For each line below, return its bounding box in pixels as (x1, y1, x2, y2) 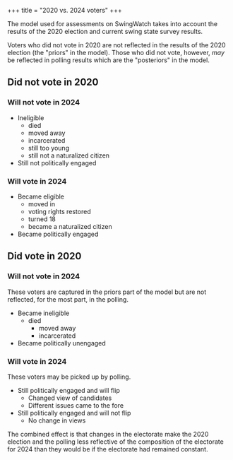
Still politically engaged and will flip (17, 386, 120, 394)
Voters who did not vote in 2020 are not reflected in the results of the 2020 (7, 41, 226, 49)
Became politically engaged (17, 230, 99, 238)
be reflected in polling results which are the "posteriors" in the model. (7, 56, 210, 64)
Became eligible (17, 192, 65, 201)
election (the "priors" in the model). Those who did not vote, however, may (7, 49, 225, 57)
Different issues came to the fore (28, 401, 124, 409)
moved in (28, 199, 55, 208)
